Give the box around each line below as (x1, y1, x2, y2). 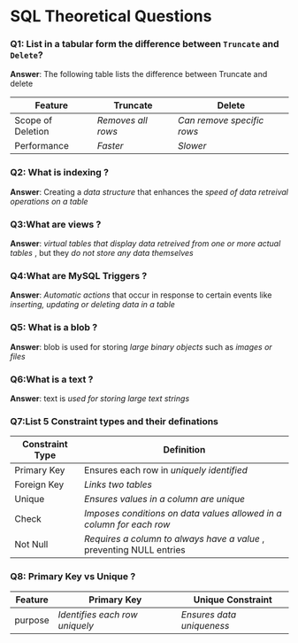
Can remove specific (177, 114, 264, 127)
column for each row (84, 518, 171, 531)
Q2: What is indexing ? (10, 167, 110, 179)
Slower (177, 140, 207, 152)
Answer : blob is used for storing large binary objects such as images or (10, 341, 272, 352)
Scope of (14, 114, 52, 127)
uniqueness (180, 619, 230, 631)
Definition (163, 444, 206, 456)
